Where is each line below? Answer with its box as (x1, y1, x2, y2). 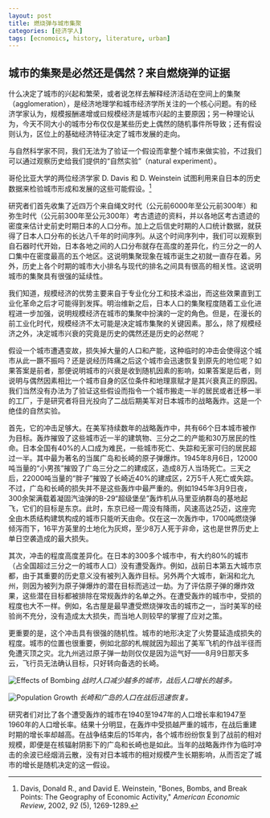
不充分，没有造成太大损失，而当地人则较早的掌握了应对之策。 (22, 610, 227, 620)
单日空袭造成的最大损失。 (8, 533, 93, 543)
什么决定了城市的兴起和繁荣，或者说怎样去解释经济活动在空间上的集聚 (8, 89, 241, 99)
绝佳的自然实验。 (8, 405, 65, 415)
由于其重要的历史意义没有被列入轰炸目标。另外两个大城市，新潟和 (22, 570, 241, 580)
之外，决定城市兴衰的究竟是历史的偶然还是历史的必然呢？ (14, 328, 206, 338)
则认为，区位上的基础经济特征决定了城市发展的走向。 (8, 129, 185, 139)
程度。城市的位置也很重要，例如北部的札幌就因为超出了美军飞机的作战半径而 (8, 638, 262, 647)
